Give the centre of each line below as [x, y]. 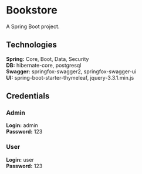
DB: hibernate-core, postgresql [44, 65]
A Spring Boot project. [33, 26]
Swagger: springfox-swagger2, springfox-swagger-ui [71, 71]
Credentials [28, 96]
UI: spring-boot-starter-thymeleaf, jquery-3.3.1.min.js [70, 77]
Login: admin [22, 125]
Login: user [20, 159]
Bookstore [32, 10]
